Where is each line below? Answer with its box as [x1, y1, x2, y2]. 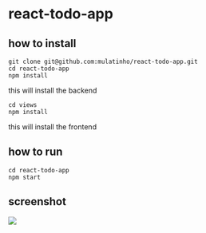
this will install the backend [8, 85, 97, 95]
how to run [8, 145, 63, 159]
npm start [8, 173, 42, 181]
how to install [8, 37, 77, 50]
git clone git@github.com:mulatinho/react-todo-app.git [8, 57, 198, 65]
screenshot [8, 195, 66, 208]
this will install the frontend [8, 122, 97, 132]
